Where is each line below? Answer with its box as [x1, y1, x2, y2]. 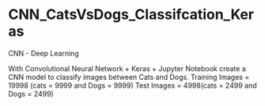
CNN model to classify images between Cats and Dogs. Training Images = [8, 72, 250, 81]
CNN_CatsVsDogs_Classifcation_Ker [8, 6, 255, 24]
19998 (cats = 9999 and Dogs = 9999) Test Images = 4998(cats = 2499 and [8, 81, 257, 90]
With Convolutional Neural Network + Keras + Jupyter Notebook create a [8, 63, 247, 73]
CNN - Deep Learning [8, 48, 79, 58]
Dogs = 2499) [8, 89, 54, 98]
